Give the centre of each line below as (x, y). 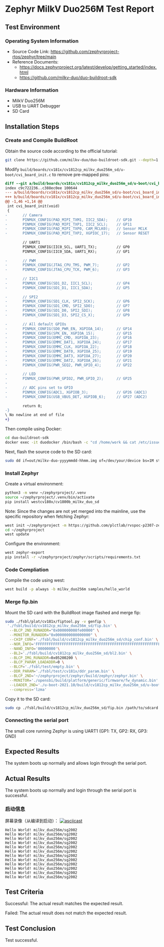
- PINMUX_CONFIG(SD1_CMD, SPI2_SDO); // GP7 (68, 306)
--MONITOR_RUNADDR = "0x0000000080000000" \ (53, 635)
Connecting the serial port (37, 720)
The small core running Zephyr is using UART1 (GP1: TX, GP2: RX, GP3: (76, 731)
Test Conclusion (31, 928)
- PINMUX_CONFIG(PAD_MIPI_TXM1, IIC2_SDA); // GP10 (69, 220)
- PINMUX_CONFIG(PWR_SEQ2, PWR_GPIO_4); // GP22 (69, 365)
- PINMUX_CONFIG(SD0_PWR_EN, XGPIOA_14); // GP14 (69, 329)
